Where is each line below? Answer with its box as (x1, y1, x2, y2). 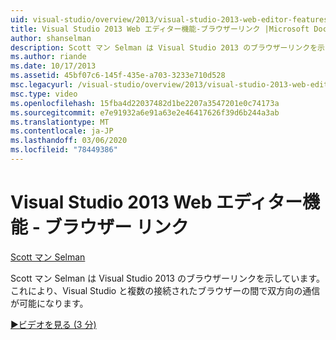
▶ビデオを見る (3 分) (10, 318, 97, 330)
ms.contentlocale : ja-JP (10, 126, 114, 136)
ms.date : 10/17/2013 (10, 61, 97, 71)
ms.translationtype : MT (10, 117, 110, 127)
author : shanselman (10, 33, 92, 43)
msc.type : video (10, 89, 78, 99)
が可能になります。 (10, 297, 89, 309)
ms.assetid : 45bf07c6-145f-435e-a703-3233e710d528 (10, 71, 226, 81)
